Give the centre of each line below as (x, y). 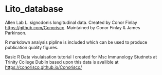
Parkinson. (16, 33)
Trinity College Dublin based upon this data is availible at (62, 62)
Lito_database (34, 9)
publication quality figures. (32, 47)
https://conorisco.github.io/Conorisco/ (44, 67)
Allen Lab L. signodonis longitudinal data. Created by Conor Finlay (71, 22)
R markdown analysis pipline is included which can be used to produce (76, 42)
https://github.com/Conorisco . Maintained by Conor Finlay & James (72, 27)
